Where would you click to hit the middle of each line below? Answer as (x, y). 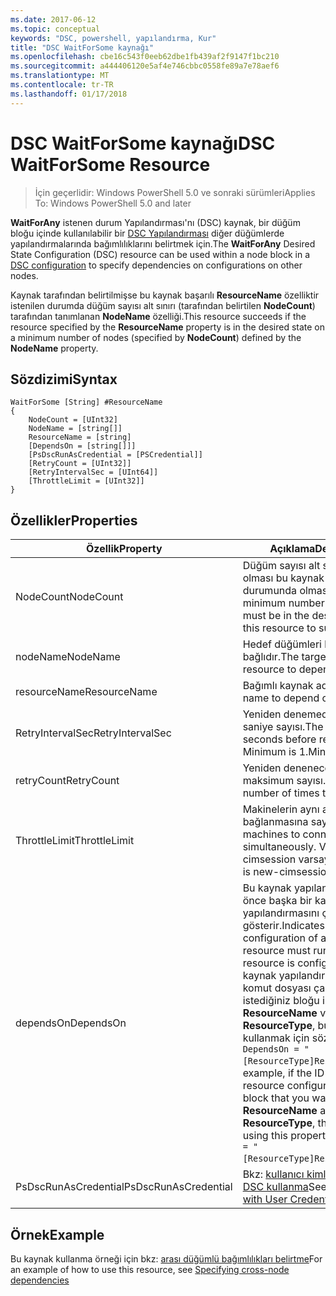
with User (265, 1199)
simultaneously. (279, 847)
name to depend (281, 698)
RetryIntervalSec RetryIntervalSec (93, 733)
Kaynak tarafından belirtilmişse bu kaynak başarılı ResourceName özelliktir (165, 295)
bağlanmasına (275, 822)
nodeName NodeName (68, 657)
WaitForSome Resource (110, 164)
